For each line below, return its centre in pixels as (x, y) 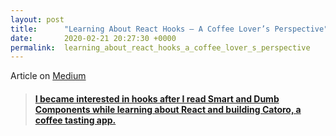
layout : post (37, 19)
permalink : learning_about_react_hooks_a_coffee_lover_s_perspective (160, 47)
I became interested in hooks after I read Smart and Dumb (157, 98)
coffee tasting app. (75, 120)
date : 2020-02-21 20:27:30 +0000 (93, 38)
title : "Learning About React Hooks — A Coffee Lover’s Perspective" (169, 29)
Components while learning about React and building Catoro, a (168, 109)
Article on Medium (48, 76)
